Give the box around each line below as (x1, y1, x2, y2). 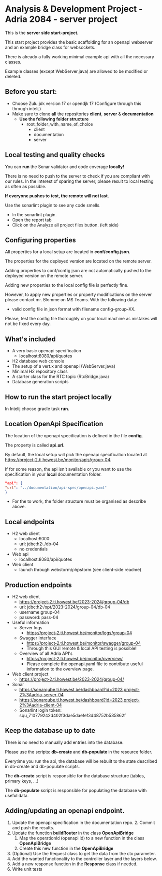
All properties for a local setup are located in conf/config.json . (5, 249, 131, 255)
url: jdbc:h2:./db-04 (19, 541, 59, 547)
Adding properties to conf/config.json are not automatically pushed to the (5, 268, 152, 274)
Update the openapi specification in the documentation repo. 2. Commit (12, 820, 155, 825)
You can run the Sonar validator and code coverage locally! (5, 164, 125, 170)
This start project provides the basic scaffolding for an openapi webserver (5, 39, 153, 45)
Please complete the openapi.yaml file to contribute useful (26, 661, 143, 667)
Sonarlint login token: (19, 707, 62, 713)
